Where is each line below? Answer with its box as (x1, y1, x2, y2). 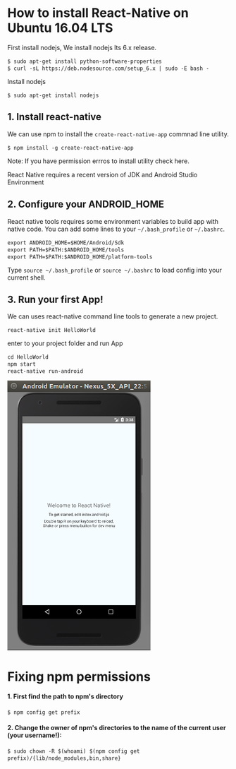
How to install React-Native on (7, 5, 189, 21)
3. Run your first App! (7, 293, 104, 305)
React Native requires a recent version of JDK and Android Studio (7, 170, 198, 179)
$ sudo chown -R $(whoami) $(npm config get (7, 747, 140, 755)
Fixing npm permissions (7, 669, 151, 684)
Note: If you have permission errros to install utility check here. (7, 157, 190, 165)
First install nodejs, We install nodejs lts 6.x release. (7, 43, 157, 52)
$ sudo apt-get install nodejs (7, 92, 99, 99)
